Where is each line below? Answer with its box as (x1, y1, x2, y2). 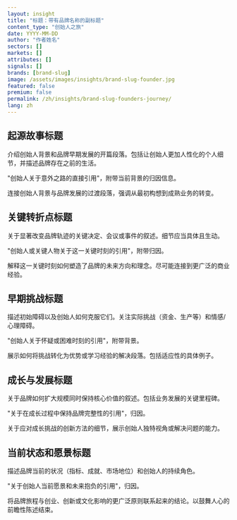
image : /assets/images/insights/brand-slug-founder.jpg (7, 75, 175, 83)
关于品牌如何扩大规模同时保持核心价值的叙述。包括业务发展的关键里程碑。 (7, 394, 224, 402)
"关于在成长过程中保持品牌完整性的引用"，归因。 (7, 409, 150, 418)
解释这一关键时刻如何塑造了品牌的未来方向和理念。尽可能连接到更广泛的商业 (7, 261, 230, 270)
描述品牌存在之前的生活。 (25, 159, 100, 167)
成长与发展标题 (7, 374, 73, 386)
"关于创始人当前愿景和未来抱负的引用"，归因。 (7, 481, 143, 490)
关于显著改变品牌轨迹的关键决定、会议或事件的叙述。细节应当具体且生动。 (7, 231, 224, 240)
